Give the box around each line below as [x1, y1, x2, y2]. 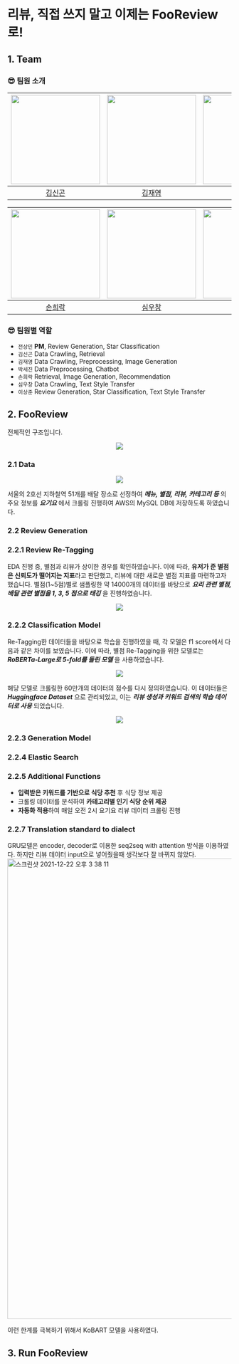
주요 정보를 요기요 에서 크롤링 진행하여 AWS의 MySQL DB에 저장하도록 [7, 499, 205, 508]
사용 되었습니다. [20, 701, 65, 710]
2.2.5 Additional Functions [7, 771, 101, 781]
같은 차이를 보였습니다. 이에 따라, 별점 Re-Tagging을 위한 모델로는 [20, 646, 204, 655]
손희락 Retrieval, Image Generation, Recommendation [17, 372, 171, 381]
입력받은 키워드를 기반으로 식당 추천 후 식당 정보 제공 [17, 788, 164, 797]
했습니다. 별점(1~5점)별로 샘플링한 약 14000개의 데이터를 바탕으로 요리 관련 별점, [7, 579, 232, 588]
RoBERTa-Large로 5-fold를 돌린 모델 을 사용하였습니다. [7, 655, 164, 663]
